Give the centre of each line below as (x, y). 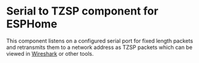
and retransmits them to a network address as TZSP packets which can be (99, 47)
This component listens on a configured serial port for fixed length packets (100, 41)
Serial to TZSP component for (83, 11)
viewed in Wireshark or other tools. (50, 53)
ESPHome (32, 24)
